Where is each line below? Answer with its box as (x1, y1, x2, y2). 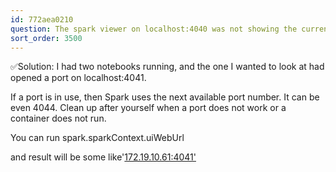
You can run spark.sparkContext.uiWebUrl (10, 132, 185, 144)
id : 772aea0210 (10, 14, 74, 25)
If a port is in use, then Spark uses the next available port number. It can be (10, 91, 320, 103)
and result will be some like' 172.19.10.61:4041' (10, 151, 197, 163)
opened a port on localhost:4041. (10, 72, 147, 84)
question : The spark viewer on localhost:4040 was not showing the (10, 24, 298, 34)
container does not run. (10, 112, 107, 125)
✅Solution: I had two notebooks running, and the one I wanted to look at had (10, 61, 325, 73)
